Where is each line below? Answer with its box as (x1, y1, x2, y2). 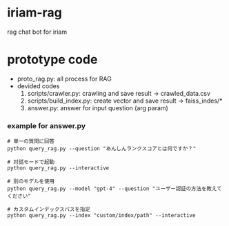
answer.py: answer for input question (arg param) (27, 103, 169, 112)
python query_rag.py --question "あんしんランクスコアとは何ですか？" (7, 145, 197, 152)
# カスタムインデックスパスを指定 (7, 206, 91, 213)
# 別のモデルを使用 (7, 178, 55, 185)
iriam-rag (7, 5, 62, 21)
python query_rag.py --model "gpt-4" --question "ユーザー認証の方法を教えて (7, 185, 222, 192)
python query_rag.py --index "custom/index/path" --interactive (7, 212, 196, 219)
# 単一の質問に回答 (7, 138, 55, 145)
